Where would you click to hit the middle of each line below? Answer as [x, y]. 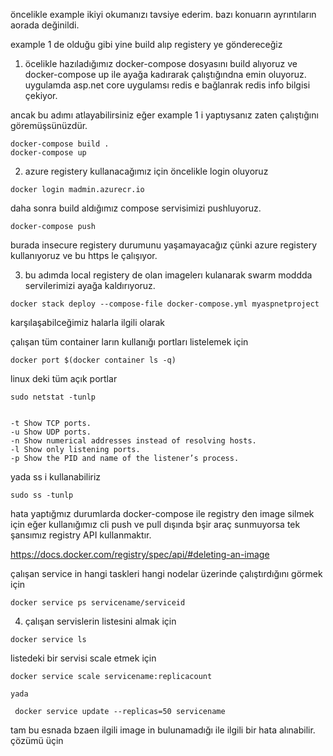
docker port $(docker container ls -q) [93, 360]
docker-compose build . [60, 144]
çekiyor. [41, 95]
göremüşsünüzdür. [49, 125]
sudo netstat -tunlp [53, 397]
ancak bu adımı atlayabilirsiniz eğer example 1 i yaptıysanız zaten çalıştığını [164, 115]
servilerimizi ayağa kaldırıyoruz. [90, 285]
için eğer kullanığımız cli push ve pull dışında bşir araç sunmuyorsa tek [155, 524]
